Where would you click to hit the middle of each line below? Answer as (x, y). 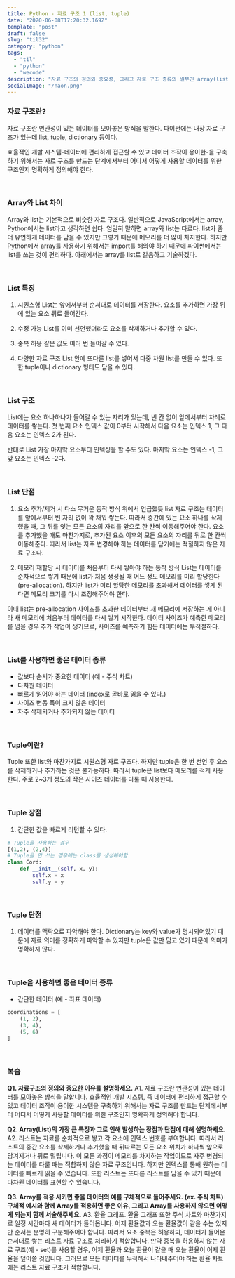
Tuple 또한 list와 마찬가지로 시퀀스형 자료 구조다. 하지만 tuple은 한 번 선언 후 (111, 762)
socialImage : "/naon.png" (45, 86)
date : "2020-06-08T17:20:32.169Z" (58, 20)
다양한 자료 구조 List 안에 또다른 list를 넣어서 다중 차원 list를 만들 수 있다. (116, 358)
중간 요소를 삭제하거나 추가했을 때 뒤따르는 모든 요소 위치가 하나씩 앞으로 (124, 1147)
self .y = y (48, 882)
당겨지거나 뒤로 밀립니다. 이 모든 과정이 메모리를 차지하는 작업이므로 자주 (106, 1156)
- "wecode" (29, 72)
